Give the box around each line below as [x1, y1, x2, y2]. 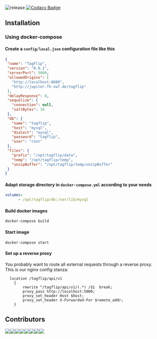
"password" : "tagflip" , [11, 134, 60, 140]
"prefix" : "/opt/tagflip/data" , [11, 153, 78, 157]
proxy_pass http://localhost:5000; [22, 289, 95, 294]
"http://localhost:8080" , [11, 79, 65, 85]
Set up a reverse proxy [5, 250, 52, 256]
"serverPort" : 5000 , [7, 70, 49, 76]
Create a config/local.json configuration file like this [5, 46, 115, 52]
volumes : [5, 192, 23, 198]
